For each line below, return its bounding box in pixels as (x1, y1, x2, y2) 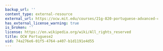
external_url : (5, 16, 34, 21)
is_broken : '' (5, 25, 34, 30)
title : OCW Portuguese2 (5, 34, 53, 39)
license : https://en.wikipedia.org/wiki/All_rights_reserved (5, 30, 131, 34)
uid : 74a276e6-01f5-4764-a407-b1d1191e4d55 (5, 39, 95, 44)
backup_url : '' (5, 7, 36, 12)
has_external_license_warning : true (5, 20, 79, 26)
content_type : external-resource (5, 12, 73, 17)
